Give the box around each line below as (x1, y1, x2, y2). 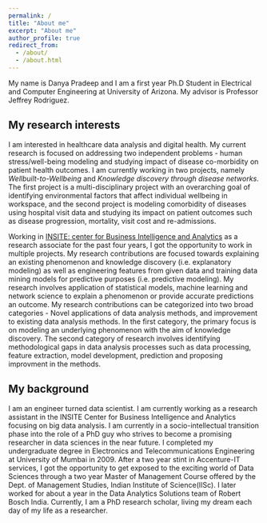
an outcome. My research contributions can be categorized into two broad (8, 299, 254, 309)
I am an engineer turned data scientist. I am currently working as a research (8, 403, 258, 413)
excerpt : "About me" (8, 26, 78, 34)
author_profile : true (8, 34, 81, 42)
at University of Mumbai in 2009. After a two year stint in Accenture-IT (8, 454, 241, 464)
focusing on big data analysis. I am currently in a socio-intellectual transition (8, 421, 260, 430)
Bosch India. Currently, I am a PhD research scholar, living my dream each (8, 497, 253, 506)
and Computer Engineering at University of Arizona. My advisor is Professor (8, 86, 258, 96)
